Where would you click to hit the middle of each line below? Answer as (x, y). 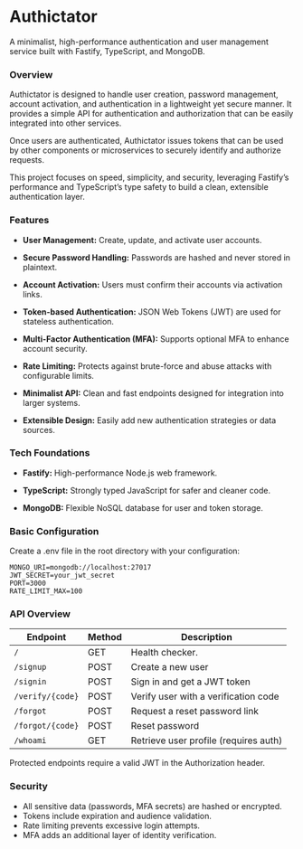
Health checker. (165, 653)
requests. (27, 160)
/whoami (30, 741)
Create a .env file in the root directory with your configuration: (125, 551)
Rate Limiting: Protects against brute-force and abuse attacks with (147, 366)
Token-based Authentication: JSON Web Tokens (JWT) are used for (151, 311)
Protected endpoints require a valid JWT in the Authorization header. (137, 763)
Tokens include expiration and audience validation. (117, 816)
